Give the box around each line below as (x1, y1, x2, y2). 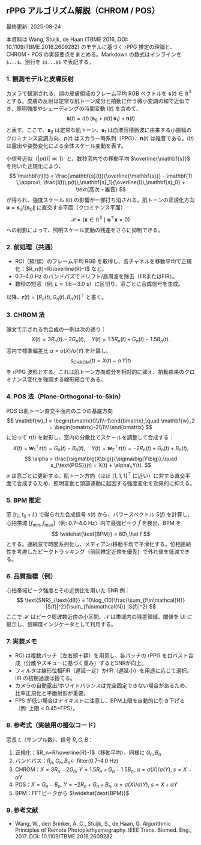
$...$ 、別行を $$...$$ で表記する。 (6, 58, 94, 65)
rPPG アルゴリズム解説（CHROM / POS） (6, 5, 160, 16)
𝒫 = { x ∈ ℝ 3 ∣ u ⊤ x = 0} (71, 215, 130, 223)
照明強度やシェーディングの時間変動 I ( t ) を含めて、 (16, 105, 142, 112)
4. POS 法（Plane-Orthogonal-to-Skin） (6, 392, 125, 401)
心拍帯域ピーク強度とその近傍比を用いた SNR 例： (6, 587, 130, 594)
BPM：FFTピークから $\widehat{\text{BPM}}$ (14, 789, 130, 796)
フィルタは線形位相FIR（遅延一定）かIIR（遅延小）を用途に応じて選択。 (14, 667, 193, 674)
